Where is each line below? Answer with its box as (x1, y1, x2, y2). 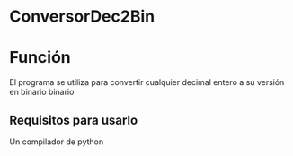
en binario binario (9, 87, 75, 98)
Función (9, 48, 72, 68)
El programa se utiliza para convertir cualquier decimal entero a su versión (9, 77, 285, 88)
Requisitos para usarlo (9, 112, 138, 127)
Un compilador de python (9, 136, 104, 147)
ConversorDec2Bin (9, 6, 155, 27)
